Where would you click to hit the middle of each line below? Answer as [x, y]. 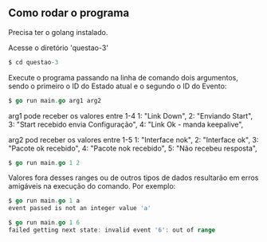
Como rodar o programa [69, 13]
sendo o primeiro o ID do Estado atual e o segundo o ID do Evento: [118, 86]
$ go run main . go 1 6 [44, 223]
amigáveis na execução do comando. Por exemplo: [92, 186]
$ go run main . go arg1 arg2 [55, 100]
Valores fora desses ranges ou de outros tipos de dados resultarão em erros [133, 178]
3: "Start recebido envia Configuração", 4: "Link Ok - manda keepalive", [126, 124]
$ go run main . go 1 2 [44, 162]
